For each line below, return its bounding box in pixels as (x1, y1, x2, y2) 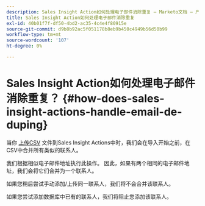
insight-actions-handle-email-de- (6, 105, 182, 119)
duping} (6, 118, 48, 132)
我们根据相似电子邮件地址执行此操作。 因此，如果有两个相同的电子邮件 (6, 159, 184, 166)
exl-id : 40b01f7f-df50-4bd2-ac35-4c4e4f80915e (6, 20, 127, 26)
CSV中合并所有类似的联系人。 (6, 146, 82, 154)
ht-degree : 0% (6, 43, 43, 49)
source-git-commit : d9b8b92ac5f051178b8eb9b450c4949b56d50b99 (6, 26, 168, 32)
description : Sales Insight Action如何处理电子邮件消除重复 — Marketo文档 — (6, 9, 193, 15)
